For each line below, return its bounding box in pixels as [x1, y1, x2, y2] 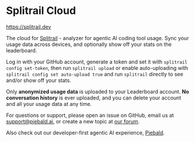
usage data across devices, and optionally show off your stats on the [6, 41, 172, 48]
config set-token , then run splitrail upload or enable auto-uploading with [6, 64, 189, 71]
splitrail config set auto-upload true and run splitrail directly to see [6, 70, 184, 77]
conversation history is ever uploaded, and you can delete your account [6, 94, 182, 101]
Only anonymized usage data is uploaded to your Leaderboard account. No [6, 88, 190, 95]
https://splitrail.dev [6, 23, 51, 30]
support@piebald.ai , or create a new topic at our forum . [6, 118, 140, 125]
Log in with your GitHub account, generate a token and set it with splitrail [6, 58, 188, 65]
